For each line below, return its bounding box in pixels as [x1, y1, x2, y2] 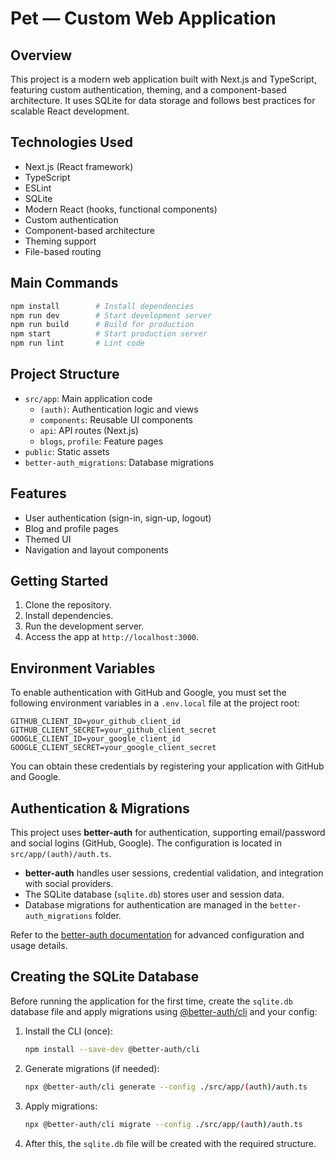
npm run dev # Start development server [10, 310, 213, 321]
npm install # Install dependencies [10, 301, 195, 311]
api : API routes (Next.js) [39, 424, 139, 436]
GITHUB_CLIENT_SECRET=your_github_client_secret [10, 725, 217, 736]
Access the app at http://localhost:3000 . [24, 631, 200, 643]
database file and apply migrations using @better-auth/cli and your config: [10, 1005, 318, 1017]
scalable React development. [10, 105, 130, 117]
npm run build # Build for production [10, 320, 195, 330]
